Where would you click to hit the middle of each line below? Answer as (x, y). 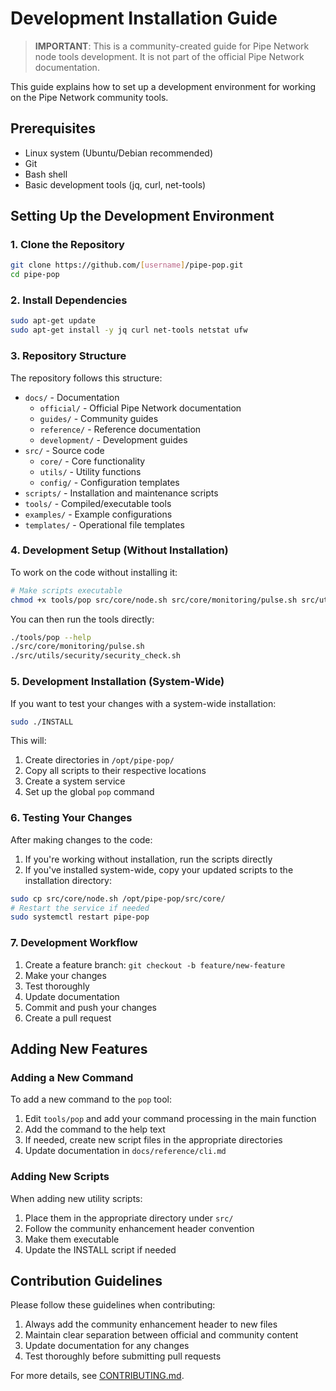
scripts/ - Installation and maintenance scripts (121, 493)
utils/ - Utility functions (90, 471)
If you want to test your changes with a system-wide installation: (143, 703)
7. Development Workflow (74, 943)
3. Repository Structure (68, 356)
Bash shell (46, 174)
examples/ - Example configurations (98, 514)
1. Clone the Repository (67, 245)
